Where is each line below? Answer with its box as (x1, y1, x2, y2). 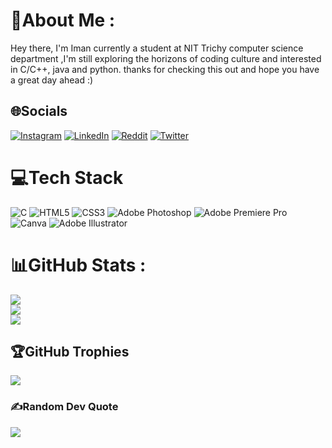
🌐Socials (10, 103, 68, 120)
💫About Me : (10, 9, 116, 32)
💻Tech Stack (10, 166, 124, 189)
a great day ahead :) (10, 74, 94, 86)
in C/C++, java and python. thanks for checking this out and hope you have (10, 63, 320, 75)
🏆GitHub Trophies (10, 344, 130, 361)
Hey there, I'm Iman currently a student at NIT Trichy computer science (10, 42, 304, 54)
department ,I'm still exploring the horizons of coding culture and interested (10, 52, 322, 64)
